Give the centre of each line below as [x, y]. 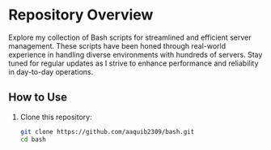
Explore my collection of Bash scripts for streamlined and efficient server [130, 37]
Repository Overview [81, 15]
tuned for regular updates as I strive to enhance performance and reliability [133, 63]
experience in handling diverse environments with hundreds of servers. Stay [135, 54]
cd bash [33, 139]
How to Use [38, 98]
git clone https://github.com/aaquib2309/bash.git [107, 131]
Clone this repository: [56, 117]
